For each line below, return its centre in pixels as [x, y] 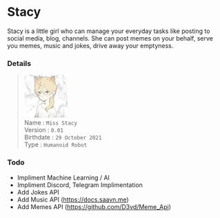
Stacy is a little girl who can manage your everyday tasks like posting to [109, 31]
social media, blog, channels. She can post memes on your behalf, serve [110, 38]
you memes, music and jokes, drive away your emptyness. [90, 45]
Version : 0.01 [44, 130]
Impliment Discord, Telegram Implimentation [80, 185]
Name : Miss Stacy [51, 123]
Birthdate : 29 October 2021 [63, 138]
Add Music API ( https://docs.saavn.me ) [73, 199]
